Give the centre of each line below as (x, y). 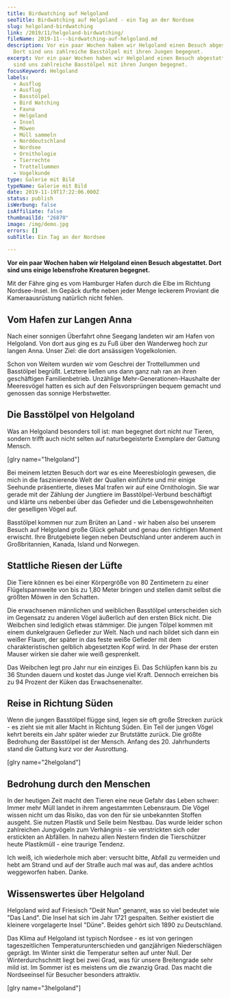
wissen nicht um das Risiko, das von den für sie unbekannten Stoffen (104, 815)
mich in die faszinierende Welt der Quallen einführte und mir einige (101, 480)
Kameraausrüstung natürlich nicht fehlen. (65, 298)
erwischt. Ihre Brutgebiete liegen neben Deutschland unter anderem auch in (114, 537)
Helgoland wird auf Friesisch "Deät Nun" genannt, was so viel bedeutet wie (113, 910)
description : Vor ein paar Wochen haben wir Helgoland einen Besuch (107, 45)
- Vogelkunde (32, 173)
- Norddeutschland (40, 141)
